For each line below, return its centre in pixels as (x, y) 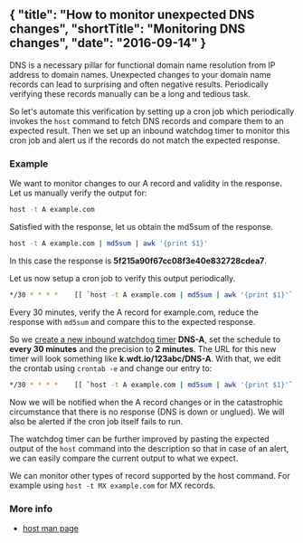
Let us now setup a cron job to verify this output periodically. (123, 278)
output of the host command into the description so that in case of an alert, (149, 448)
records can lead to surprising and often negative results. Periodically (139, 84)
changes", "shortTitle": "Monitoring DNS (128, 29)
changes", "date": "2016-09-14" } (108, 43)
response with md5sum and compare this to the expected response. (133, 321)
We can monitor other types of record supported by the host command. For (150, 475)
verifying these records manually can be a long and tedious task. (130, 93)
